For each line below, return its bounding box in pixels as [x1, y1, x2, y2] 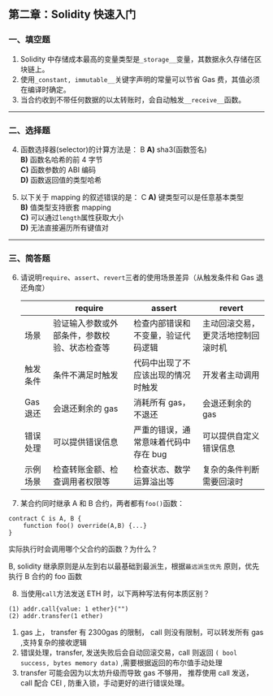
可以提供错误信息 [52, 437, 119, 448]
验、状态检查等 [52, 342, 110, 353]
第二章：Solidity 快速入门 [8, 7, 136, 22]
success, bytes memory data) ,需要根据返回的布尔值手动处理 [19, 658, 223, 668]
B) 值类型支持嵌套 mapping [19, 202, 111, 212]
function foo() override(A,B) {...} [23, 522, 148, 530]
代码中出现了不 [133, 357, 191, 369]
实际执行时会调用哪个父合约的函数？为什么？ [8, 544, 158, 554]
